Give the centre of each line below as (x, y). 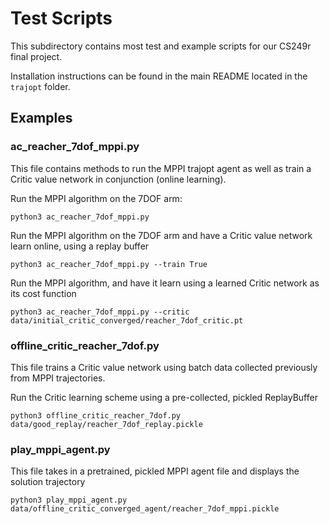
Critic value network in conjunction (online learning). (118, 179)
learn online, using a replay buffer (80, 246)
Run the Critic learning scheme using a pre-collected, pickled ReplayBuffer (164, 397)
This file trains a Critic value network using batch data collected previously (164, 367)
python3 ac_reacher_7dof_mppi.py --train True (109, 264)
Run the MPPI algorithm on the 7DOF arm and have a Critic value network (161, 235)
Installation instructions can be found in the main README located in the (159, 76)
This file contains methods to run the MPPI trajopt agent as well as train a (161, 168)
